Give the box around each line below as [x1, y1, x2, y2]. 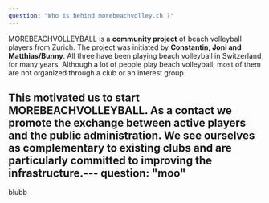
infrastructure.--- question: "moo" [8, 166, 186, 181]
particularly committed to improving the [8, 154, 213, 168]
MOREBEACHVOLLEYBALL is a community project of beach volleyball [8, 34, 243, 43]
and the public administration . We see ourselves [8, 129, 255, 143]
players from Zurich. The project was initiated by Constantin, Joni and [8, 42, 243, 52]
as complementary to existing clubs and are [8, 141, 233, 155]
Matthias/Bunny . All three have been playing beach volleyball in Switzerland [8, 51, 262, 60]
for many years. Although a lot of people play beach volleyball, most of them [8, 59, 261, 69]
